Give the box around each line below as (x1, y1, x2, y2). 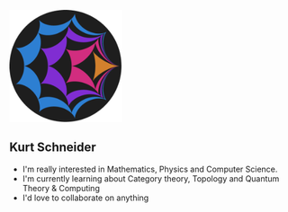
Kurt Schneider (9, 140, 96, 155)
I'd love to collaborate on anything (22, 192, 149, 203)
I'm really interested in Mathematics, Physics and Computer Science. (22, 163, 278, 174)
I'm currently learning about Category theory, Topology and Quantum (22, 172, 280, 184)
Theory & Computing (22, 182, 101, 193)
